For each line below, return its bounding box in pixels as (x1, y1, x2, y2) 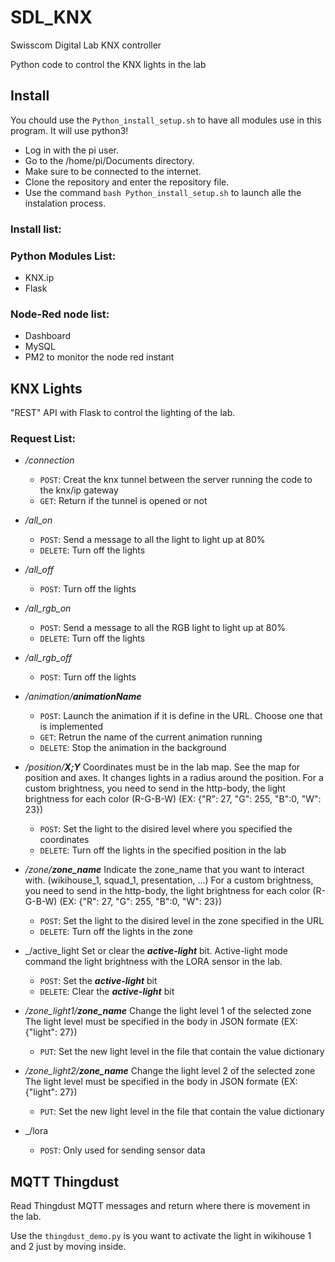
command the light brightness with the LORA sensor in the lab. (24, 956, 283, 968)
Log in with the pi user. (24, 144, 119, 156)
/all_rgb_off (24, 652, 72, 664)
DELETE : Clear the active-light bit (39, 986, 175, 998)
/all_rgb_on (24, 602, 72, 615)
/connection (24, 454, 75, 466)
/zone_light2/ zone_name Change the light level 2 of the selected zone (24, 1065, 316, 1077)
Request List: (10, 432, 76, 445)
